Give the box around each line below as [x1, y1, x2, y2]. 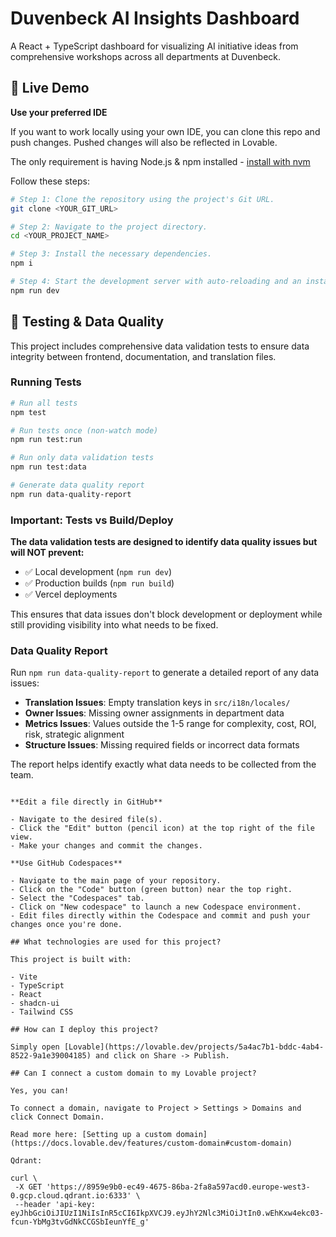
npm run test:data [10, 462, 87, 472]
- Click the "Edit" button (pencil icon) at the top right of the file [10, 823, 315, 834]
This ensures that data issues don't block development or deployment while [10, 608, 323, 621]
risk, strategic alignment [24, 728, 125, 741]
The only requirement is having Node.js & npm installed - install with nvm [10, 155, 311, 167]
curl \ [10, 1173, 38, 1184]
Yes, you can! [10, 1086, 70, 1096]
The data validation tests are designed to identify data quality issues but [10, 536, 318, 548]
